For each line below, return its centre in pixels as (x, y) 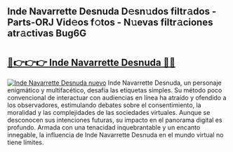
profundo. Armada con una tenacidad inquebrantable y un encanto (104, 127)
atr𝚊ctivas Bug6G (47, 33)
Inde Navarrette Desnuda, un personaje (165, 83)
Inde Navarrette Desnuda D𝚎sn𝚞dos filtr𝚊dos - (112, 12)
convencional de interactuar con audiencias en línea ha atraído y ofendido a (117, 98)
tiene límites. (26, 142)
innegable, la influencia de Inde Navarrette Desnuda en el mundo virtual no (115, 135)
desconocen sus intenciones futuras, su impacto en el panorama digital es (115, 120)
